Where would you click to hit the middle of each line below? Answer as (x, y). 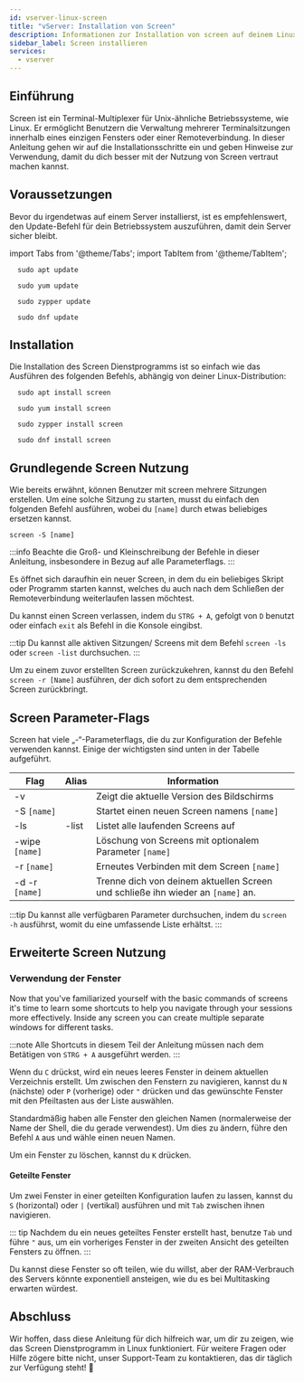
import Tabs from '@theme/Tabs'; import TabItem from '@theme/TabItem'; (148, 253)
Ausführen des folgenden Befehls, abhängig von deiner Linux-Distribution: (148, 376)
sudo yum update (48, 286)
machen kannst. (39, 166)
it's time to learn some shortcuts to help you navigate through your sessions (151, 1008)
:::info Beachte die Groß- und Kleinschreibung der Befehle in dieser (135, 552)
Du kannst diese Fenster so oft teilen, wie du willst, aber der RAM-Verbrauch (152, 1269)
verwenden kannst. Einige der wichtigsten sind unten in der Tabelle (134, 749)
